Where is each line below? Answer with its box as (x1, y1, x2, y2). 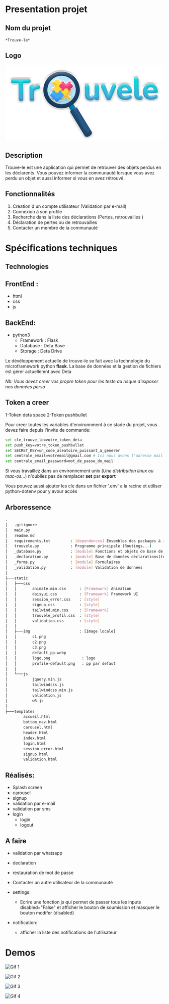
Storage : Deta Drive (20, 348, 62, 354)
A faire (5, 837, 27, 845)
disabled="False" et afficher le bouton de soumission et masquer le (20, 904, 160, 910)
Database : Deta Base (20, 343, 65, 349)
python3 (12, 332, 30, 338)
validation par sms (12, 806, 51, 812)
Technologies (5, 262, 49, 271)
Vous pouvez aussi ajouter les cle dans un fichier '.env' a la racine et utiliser (5, 483, 162, 489)
